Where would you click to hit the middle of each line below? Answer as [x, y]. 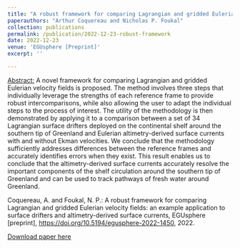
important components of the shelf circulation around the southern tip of [114, 171]
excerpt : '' [25, 54]
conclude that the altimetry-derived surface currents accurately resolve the [119, 163]
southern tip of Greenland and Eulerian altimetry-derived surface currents [116, 133]
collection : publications [46, 27]
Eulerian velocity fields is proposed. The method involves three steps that [115, 88]
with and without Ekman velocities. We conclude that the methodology [111, 140]
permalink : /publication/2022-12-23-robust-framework [89, 34]
